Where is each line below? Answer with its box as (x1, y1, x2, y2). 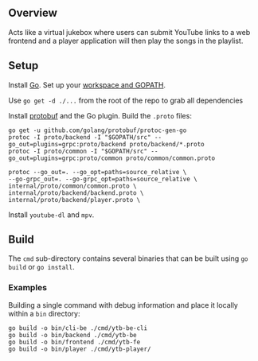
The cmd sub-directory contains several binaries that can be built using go (8, 254, 248, 263)
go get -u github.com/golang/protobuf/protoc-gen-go (8, 126, 187, 134)
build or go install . (8, 262, 75, 272)
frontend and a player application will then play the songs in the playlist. (8, 36, 244, 45)
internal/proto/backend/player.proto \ (8, 196, 141, 204)
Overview (8, 6, 58, 20)
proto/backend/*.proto (129, 140, 205, 148)
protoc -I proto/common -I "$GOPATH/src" (8, 147, 148, 155)
